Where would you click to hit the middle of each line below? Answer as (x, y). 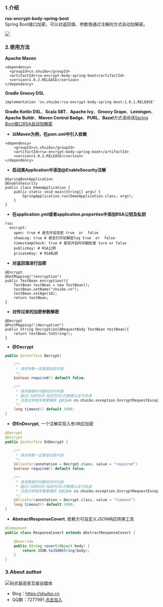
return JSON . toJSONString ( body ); (56, 550)
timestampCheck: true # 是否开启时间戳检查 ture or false (70, 243)
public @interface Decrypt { (33, 355)
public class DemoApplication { (38, 187)
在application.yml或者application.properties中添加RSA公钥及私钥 (79, 214)
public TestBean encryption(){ (37, 281)
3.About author (24, 572)
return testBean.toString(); (43, 334)
